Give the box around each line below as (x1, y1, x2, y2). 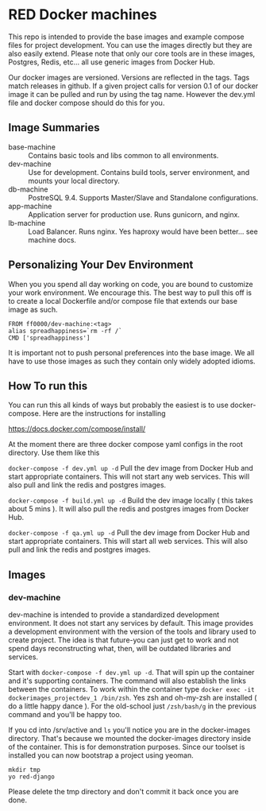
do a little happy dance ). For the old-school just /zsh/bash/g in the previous (8, 701, 256, 711)
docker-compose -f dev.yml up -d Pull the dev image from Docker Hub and (8, 464, 254, 473)
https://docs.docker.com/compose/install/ (8, 424, 146, 434)
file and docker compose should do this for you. (8, 98, 165, 107)
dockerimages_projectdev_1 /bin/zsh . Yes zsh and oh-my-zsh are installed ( (8, 693, 257, 703)
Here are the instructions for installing (42, 409, 166, 418)
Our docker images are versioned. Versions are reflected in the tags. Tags (8, 72, 250, 82)
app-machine (8, 201, 52, 211)
